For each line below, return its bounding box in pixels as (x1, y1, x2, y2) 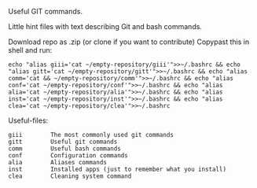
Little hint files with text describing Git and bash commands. (8, 22, 203, 31)
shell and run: (8, 46, 53, 54)
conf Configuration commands (8, 152, 128, 160)
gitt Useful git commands (8, 138, 118, 146)
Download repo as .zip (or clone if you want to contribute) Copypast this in (8, 37, 250, 46)
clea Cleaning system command (8, 172, 132, 180)
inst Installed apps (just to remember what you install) (8, 165, 226, 173)
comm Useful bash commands (8, 145, 122, 153)
